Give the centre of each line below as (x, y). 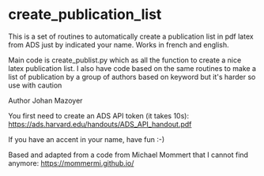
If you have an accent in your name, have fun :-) (87, 139)
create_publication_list (85, 15)
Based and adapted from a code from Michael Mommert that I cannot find (128, 155)
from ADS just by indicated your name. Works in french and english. (119, 44)
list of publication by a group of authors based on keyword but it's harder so (132, 77)
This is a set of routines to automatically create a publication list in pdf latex (131, 36)
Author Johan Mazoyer (45, 100)
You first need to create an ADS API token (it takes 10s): (99, 115)
